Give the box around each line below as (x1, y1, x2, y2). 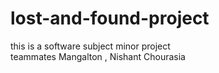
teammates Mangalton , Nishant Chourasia (10, 50, 186, 62)
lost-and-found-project (10, 7, 210, 30)
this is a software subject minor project (10, 40, 171, 52)
